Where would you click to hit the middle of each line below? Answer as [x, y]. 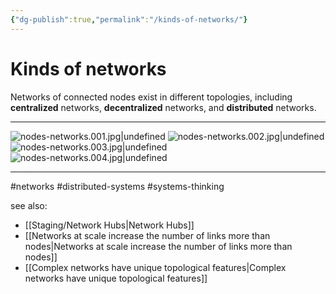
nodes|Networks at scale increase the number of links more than [158, 246]
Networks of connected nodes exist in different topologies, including [151, 97]
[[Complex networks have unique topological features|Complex [155, 267]
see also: [29, 205]
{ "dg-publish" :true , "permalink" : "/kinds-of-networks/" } [129, 19]
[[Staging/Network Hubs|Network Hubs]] [109, 225]
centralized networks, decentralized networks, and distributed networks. [163, 107]
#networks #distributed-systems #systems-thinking [117, 186]
